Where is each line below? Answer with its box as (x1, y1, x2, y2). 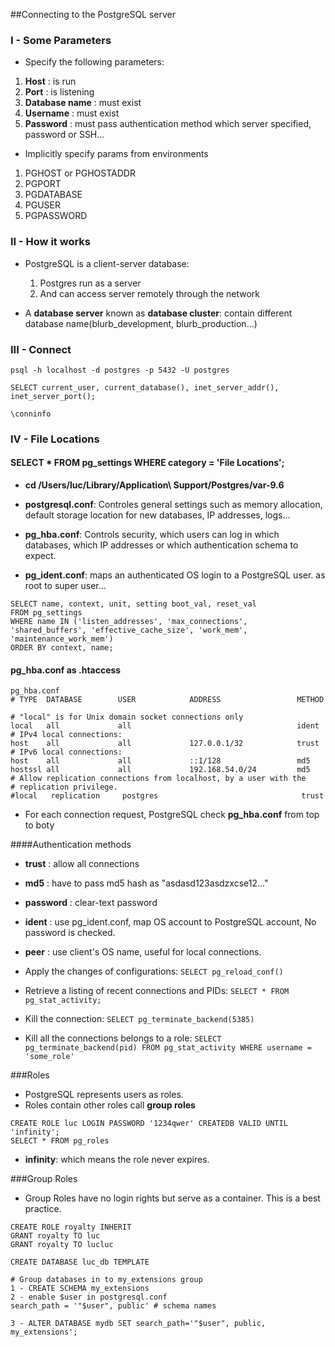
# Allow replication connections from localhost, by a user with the (10, 774, 307, 784)
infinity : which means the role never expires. (24, 1154, 210, 1166)
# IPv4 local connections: (10, 730, 123, 740)
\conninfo (10, 409, 52, 419)
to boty (24, 819, 55, 831)
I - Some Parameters (10, 33, 112, 47)
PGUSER (24, 199, 62, 211)
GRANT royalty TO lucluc (10, 1240, 114, 1250)
